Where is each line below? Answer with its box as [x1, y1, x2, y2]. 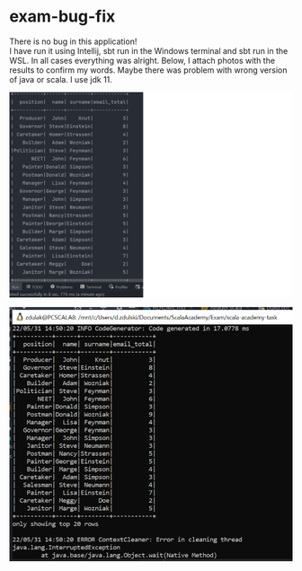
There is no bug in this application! [9, 36, 138, 47]
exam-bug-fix [9, 6, 116, 27]
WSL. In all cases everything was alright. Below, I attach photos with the [9, 55, 276, 66]
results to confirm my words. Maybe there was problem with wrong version [9, 65, 288, 75]
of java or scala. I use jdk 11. [9, 74, 112, 84]
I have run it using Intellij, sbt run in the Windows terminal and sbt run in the [9, 45, 289, 56]
